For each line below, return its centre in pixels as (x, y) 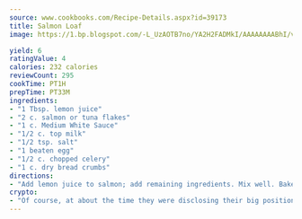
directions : (31, 176)
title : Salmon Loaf (46, 26)
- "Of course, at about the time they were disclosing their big (134, 201)
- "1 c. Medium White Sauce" (64, 126)
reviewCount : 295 (42, 76)
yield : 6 (26, 50)
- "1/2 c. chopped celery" (60, 159)
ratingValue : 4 (38, 59)
